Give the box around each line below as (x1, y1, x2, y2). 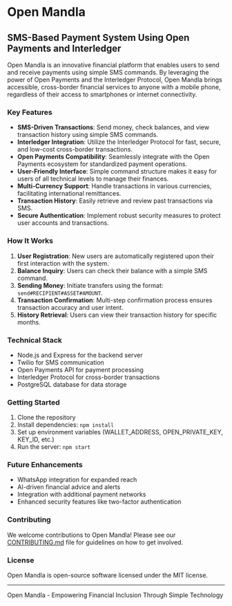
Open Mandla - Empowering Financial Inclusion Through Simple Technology (7, 591, 224, 599)
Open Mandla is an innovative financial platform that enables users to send (7, 61, 220, 69)
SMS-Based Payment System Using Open (7, 32, 190, 44)
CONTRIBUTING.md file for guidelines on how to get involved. (7, 538, 184, 547)
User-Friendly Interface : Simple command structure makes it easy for (17, 167, 217, 176)
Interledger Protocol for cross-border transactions (17, 373, 160, 381)
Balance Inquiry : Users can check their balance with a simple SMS (17, 266, 208, 275)
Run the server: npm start (17, 443, 91, 451)
